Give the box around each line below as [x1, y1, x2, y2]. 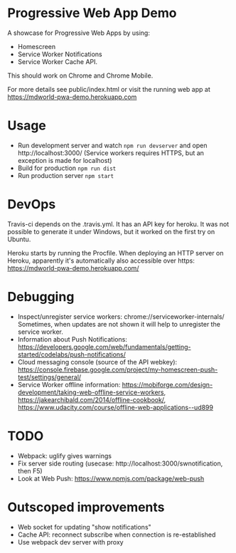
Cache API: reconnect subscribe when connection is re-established [17, 530, 216, 539]
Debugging [7, 289, 75, 305]
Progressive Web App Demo [7, 5, 177, 21]
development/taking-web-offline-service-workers [17, 388, 164, 396]
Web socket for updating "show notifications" [17, 522, 151, 531]
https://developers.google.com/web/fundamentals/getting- [17, 342, 191, 351]
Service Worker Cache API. [17, 57, 98, 65]
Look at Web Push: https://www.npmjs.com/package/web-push [17, 474, 205, 483]
